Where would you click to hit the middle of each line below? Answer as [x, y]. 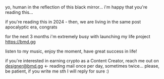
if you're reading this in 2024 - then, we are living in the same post [73, 22]
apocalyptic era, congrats [31, 27]
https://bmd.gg [21, 42]
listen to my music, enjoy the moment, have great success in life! [71, 51]
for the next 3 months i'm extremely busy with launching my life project [78, 37]
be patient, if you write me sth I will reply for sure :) [57, 71]
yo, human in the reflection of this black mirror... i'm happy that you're [76, 7]
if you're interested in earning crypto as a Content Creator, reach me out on [82, 61]
